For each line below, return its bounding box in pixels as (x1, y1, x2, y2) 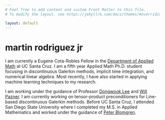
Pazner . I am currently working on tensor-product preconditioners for (5, 94, 145, 100)
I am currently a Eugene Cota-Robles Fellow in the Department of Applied (5, 58, 154, 64)
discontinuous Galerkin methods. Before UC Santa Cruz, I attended (19, 99, 154, 105)
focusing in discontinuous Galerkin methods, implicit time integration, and (5, 68, 154, 74)
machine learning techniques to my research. (5, 79, 97, 85)
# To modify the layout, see (5, 12, 65, 17)
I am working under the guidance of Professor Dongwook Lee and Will (5, 89, 147, 94)
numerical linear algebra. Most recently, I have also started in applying (5, 74, 147, 80)
